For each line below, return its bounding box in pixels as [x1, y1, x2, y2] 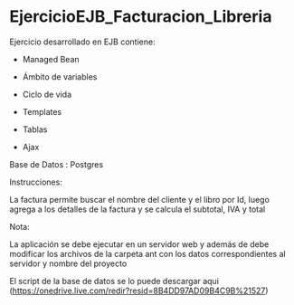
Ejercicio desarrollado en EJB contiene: [9, 36, 156, 47]
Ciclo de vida [22, 89, 72, 100]
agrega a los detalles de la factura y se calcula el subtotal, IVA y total [9, 204, 266, 214]
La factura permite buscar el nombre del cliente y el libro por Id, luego [9, 194, 270, 205]
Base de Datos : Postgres [9, 158, 104, 169]
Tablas [22, 124, 48, 135]
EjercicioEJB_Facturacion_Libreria [9, 6, 272, 27]
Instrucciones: [9, 176, 63, 187]
